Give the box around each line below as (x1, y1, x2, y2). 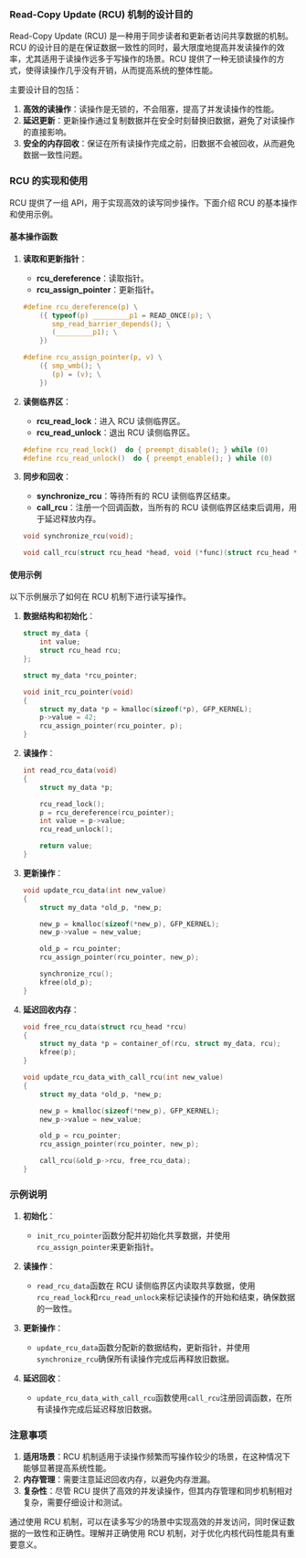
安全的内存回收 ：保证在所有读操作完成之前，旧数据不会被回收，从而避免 (22, 138, 295, 149)
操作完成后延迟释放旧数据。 (52, 1403, 157, 1414)
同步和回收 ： (22, 471, 71, 482)
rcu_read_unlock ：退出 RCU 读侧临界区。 (36, 427, 195, 438)
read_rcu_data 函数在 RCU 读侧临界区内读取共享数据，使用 (36, 1280, 256, 1291)
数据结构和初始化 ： (22, 611, 96, 622)
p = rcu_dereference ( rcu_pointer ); (39, 807, 175, 817)
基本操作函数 (9, 231, 58, 242)
